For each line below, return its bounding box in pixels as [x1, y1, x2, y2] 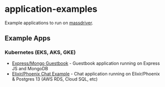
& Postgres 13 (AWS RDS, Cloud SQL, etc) [11, 76, 98, 82]
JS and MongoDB [11, 65, 48, 71]
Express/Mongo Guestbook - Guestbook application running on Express [11, 60, 160, 66]
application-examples [4, 3, 98, 15]
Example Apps [4, 34, 51, 43]
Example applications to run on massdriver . [4, 20, 93, 26]
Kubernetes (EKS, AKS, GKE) [4, 49, 76, 56]
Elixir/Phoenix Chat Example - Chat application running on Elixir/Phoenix [11, 71, 160, 77]
